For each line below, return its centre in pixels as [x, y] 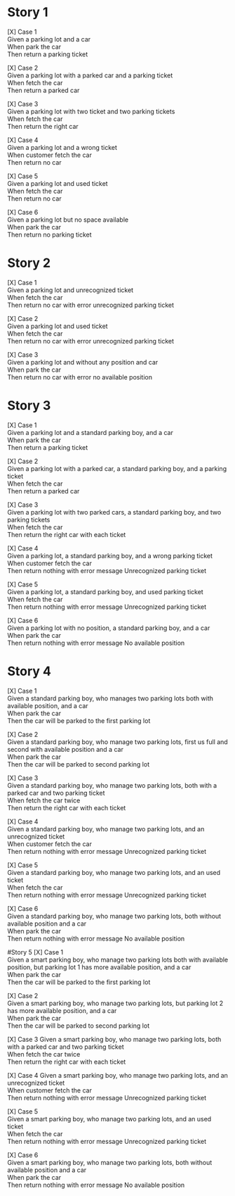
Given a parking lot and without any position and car [83, 362]
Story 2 [29, 263]
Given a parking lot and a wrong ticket [62, 147]
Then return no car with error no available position [80, 377]
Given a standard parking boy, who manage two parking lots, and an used [114, 872]
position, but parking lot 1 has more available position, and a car [99, 967]
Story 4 [29, 671]
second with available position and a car [66, 749]
